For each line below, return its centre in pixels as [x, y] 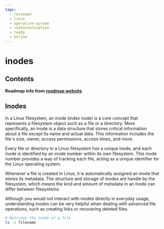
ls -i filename [21, 222]
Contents [20, 79]
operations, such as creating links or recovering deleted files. [67, 209]
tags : [11, 10]
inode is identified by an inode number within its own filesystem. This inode [81, 153]
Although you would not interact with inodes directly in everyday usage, [78, 198]
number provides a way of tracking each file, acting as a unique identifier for [82, 159]
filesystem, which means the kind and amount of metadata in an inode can [80, 183]
